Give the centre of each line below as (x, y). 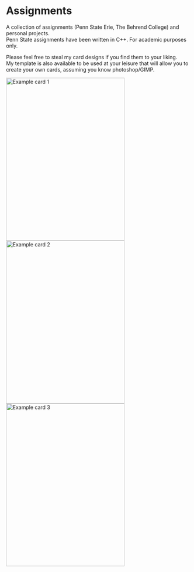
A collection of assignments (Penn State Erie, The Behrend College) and (93, 27)
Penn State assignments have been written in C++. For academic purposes (96, 39)
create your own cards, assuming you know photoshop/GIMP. (80, 69)
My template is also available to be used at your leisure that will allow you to (97, 63)
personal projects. (28, 33)
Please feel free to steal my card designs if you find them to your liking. (92, 57)
